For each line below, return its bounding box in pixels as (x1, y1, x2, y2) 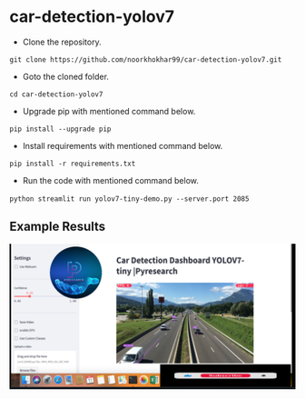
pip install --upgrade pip (9, 125, 112, 134)
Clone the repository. (22, 36, 102, 47)
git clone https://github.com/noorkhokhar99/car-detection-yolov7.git (9, 55, 282, 65)
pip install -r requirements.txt (9, 159, 136, 168)
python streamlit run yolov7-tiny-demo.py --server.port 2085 (9, 194, 250, 204)
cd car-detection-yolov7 (9, 89, 103, 99)
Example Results (9, 219, 106, 234)
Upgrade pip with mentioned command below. (22, 105, 196, 116)
